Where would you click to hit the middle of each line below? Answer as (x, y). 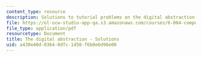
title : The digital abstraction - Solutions (63, 39)
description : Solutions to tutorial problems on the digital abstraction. (102, 17)
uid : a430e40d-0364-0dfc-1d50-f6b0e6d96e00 (62, 45)
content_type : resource (36, 12)
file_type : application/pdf (41, 28)
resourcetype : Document (36, 34)
